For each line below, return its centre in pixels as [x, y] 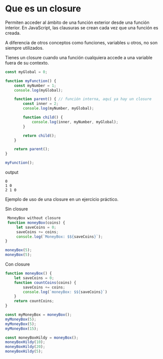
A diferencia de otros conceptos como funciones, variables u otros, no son [81, 42]
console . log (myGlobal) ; [39, 90]
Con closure [18, 265]
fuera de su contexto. [27, 63]
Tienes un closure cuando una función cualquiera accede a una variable [79, 57]
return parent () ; [32, 149]
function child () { [43, 117]
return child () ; [40, 135]
